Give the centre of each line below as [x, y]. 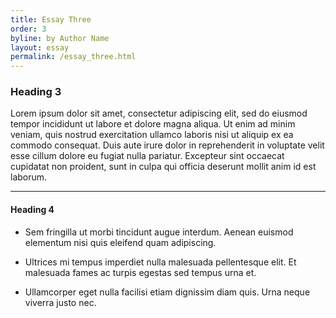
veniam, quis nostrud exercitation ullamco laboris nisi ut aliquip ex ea [152, 135]
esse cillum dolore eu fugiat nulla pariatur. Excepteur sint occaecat [147, 156]
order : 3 [28, 29]
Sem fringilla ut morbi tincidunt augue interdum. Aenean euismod [159, 232]
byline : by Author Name [60, 38]
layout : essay [40, 47]
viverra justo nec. [60, 302]
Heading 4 [32, 210]
